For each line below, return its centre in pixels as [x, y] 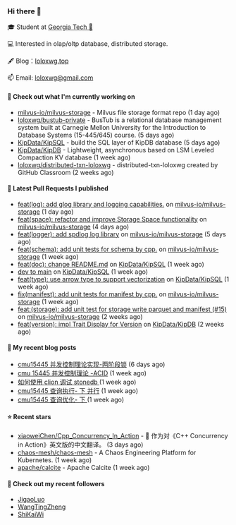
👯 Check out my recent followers [56, 483]
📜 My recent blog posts [42, 348]
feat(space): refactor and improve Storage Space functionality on [112, 219]
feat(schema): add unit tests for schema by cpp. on [92, 249]
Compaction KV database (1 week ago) [74, 157]
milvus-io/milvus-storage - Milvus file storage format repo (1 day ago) [119, 112]
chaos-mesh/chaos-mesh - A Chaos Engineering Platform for [107, 453]
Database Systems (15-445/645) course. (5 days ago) [96, 135]
